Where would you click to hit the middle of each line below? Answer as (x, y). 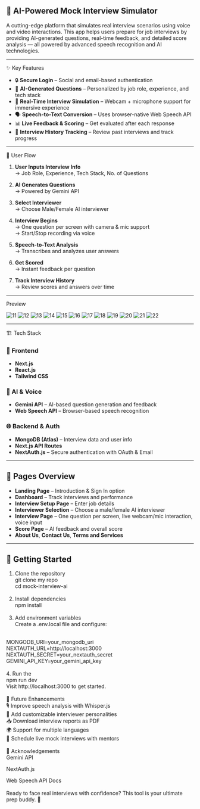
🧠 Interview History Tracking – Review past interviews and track (94, 132)
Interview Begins (36, 220)
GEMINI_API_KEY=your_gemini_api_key (54, 661)
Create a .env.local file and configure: (61, 624)
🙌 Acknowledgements (33, 751)
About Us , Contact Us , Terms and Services (69, 535)
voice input (29, 522)
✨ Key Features (25, 68)
